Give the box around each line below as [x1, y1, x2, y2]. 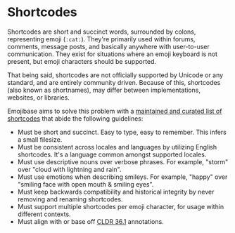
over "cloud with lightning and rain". [17, 165, 122, 173]
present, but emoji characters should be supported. [7, 57, 157, 65]
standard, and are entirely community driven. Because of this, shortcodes [7, 78, 221, 86]
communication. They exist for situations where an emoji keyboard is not [7, 50, 218, 58]
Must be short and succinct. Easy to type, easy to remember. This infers [17, 128, 227, 136]
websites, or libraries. [7, 93, 70, 102]
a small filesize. [17, 135, 63, 144]
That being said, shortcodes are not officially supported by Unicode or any [7, 71, 224, 79]
